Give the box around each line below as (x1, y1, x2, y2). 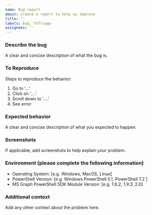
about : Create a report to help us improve (5, 12, 95, 17)
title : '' (5, 16, 25, 21)
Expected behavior (5, 113, 51, 120)
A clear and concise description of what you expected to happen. (5, 124, 137, 130)
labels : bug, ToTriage (5, 21, 51, 26)
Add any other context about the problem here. (5, 204, 100, 210)
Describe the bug (5, 42, 47, 48)
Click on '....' (12, 90, 37, 96)
